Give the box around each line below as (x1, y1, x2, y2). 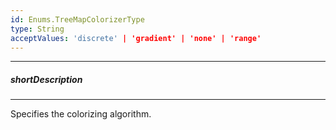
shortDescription (10, 73, 83, 85)
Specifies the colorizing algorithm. (10, 108, 152, 120)
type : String (10, 24, 65, 34)
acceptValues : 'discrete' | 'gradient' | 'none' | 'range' (10, 33, 262, 43)
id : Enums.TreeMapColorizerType (10, 14, 145, 25)
